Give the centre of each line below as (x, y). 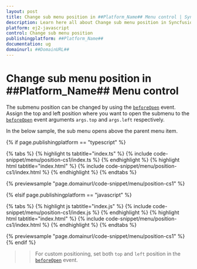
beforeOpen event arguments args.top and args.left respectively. (86, 119)
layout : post (22, 11)
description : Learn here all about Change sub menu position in (86, 22)
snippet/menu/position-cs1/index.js (49, 212)
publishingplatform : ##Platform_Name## (55, 39)
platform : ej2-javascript (38, 28)
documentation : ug (28, 44)
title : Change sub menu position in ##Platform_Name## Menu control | (94, 17)
